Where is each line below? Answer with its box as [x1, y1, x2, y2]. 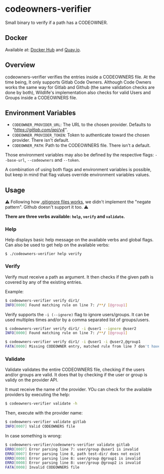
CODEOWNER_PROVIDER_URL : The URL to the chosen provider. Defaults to [12, 122, 151, 128]
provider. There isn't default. [12, 137, 70, 143]
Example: [5, 288, 24, 294]
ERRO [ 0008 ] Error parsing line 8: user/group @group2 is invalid [5, 460, 141, 465]
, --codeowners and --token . [24, 157, 81, 163]
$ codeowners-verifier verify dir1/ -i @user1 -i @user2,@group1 [5, 340, 141, 345]
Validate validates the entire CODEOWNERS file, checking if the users [5, 366, 145, 372]
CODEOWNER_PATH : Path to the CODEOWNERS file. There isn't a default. [12, 143, 151, 149]
